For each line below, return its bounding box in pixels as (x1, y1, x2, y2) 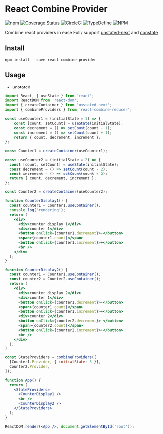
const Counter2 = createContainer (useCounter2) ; (5, 189, 108, 194)
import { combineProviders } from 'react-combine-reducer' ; (5, 107, 133, 112)
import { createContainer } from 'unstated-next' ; (5, 103, 112, 108)
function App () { (5, 378, 41, 383)
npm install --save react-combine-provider (5, 57, 97, 62)
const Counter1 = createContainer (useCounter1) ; (5, 148, 108, 154)
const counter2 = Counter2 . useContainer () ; (9, 277, 101, 282)
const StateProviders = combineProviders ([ (5, 355, 97, 360)
